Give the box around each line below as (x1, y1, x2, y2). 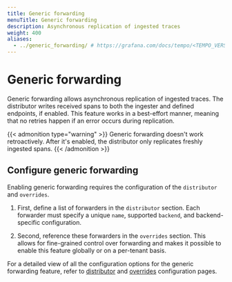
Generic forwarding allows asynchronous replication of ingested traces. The (7, 94, 224, 103)
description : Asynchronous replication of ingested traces (7, 23, 181, 30)
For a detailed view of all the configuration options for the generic (7, 259, 194, 268)
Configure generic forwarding (7, 165, 139, 177)
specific (17, 218, 40, 226)
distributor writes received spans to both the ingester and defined (7, 101, 195, 110)
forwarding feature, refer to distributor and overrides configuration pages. (7, 267, 217, 275)
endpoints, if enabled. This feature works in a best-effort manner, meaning (7, 109, 220, 117)
